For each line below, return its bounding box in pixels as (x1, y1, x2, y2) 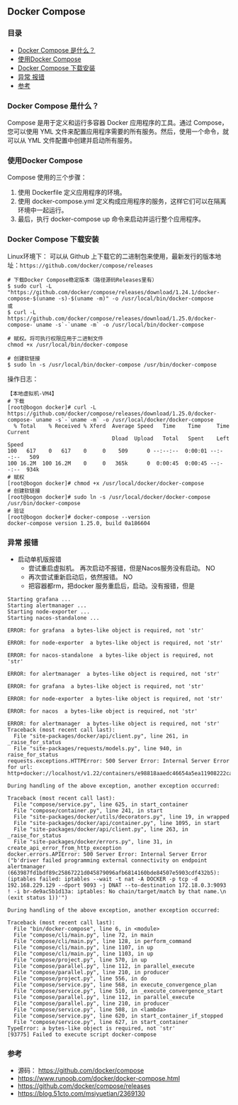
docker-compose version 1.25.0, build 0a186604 (7, 519, 151, 527)
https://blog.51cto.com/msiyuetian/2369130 (17, 1089, 145, 1098)
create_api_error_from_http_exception (7, 844, 122, 851)
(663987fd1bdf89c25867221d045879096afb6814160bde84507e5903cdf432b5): (7, 869, 220, 876)
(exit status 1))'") (7, 894, 69, 901)
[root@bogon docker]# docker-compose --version (7, 513, 151, 521)
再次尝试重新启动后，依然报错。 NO (28, 572, 133, 581)
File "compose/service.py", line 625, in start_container (13, 801, 189, 808)
